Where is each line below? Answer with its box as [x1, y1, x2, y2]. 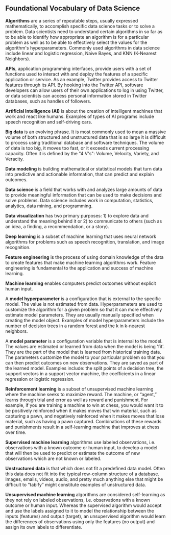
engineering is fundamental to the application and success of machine [5, 265, 154, 271]
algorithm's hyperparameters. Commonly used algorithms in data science [5, 44, 160, 51]
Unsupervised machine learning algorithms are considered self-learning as [5, 491, 165, 497]
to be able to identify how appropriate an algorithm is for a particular [5, 34, 149, 40]
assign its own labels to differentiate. [5, 524, 83, 530]
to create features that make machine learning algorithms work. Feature [5, 259, 156, 265]
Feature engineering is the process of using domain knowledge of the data [5, 254, 164, 260]
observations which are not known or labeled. [5, 455, 102, 461]
